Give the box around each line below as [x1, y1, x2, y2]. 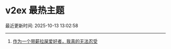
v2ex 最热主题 [5, 5, 65, 16]
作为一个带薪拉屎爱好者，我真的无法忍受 [12, 38, 98, 44]
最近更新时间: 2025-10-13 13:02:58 [5, 22, 78, 29]
